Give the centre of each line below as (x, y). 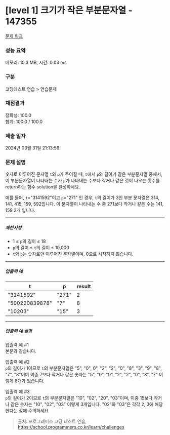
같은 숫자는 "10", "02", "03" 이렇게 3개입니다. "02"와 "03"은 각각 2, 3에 (82, 404)
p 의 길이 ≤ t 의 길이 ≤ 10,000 (41, 248)
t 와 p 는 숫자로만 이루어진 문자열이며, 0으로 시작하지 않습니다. (73, 254)
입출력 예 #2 (17, 362)
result (84, 287)
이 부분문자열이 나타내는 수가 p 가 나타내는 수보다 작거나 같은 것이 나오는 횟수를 (83, 181)
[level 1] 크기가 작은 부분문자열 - (69, 10)
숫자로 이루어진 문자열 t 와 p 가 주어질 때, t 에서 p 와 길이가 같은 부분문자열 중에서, (84, 174)
